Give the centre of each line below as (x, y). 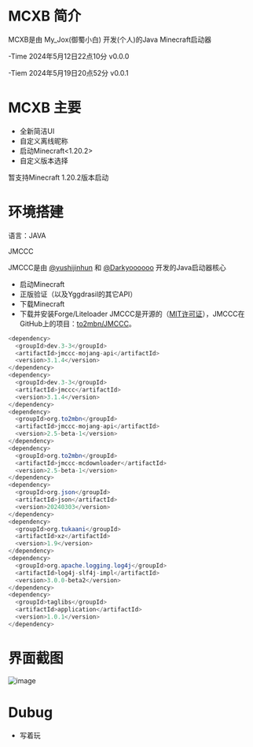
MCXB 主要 (45, 108)
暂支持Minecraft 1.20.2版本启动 (59, 177)
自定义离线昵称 (44, 141)
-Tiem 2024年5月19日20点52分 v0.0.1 (68, 72)
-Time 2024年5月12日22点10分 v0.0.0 (69, 56)
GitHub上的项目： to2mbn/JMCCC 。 (77, 323)
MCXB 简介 (45, 16)
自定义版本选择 (44, 160)
